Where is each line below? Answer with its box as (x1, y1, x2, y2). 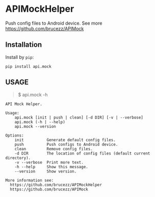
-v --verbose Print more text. (14, 160, 84, 165)
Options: (5, 133, 24, 138)
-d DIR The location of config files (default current (14, 151, 150, 156)
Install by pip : (5, 54, 34, 60)
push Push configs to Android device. (14, 142, 118, 147)
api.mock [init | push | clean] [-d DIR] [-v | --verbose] (14, 115, 144, 120)
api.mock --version (14, 124, 56, 129)
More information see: (5, 178, 54, 183)
